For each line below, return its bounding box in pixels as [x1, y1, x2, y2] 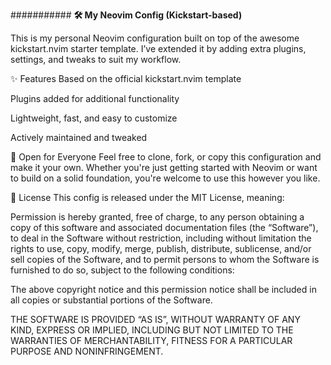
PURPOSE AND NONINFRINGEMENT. [10, 345, 164, 357]
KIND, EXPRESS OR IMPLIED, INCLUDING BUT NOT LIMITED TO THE [10, 324, 294, 336]
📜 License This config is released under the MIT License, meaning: [10, 192, 285, 203]
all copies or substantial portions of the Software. [10, 294, 213, 306]
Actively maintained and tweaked [10, 132, 148, 143]
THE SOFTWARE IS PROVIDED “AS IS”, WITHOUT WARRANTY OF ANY [10, 314, 301, 325]
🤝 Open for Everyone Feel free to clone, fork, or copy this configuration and [10, 151, 322, 163]
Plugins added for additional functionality [10, 93, 180, 104]
